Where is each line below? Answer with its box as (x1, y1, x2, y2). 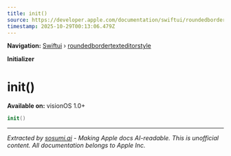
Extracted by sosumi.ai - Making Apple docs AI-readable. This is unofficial (7, 134, 219, 142)
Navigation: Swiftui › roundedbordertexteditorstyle (7, 42, 151, 50)
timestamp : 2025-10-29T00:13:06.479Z (7, 23, 115, 30)
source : (7, 16, 30, 23)
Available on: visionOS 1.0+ (7, 102, 86, 110)
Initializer (7, 55, 34, 63)
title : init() (7, 10, 48, 17)
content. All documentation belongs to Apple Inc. (7, 142, 146, 150)
